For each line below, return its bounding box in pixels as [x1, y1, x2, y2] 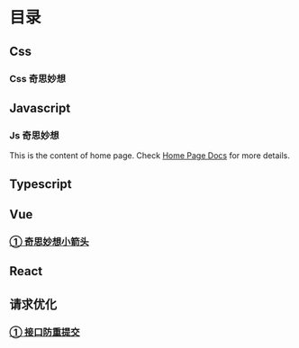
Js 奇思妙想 [9, 129, 60, 141]
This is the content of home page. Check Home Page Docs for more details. [9, 150, 291, 161]
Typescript [9, 176, 72, 192]
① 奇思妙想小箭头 [9, 235, 90, 247]
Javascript [9, 100, 71, 116]
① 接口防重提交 [9, 326, 80, 338]
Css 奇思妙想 [9, 72, 66, 85]
